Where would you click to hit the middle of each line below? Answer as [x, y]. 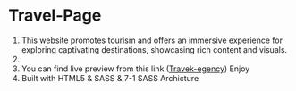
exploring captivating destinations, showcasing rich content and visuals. [154, 49]
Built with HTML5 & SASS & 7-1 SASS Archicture [110, 78]
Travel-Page [55, 16]
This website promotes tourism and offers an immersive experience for [152, 40]
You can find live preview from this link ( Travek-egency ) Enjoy [135, 69]
